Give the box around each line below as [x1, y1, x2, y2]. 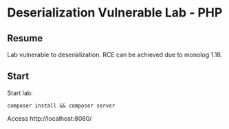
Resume [7, 32, 43, 44]
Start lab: [7, 88, 33, 97]
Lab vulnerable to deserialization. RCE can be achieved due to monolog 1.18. [7, 50, 223, 59]
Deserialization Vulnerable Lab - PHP [7, 5, 223, 21]
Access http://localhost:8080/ [7, 114, 92, 122]
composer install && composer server [7, 102, 116, 109]
